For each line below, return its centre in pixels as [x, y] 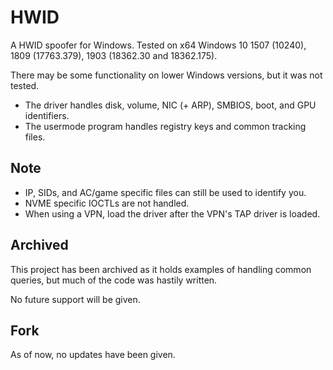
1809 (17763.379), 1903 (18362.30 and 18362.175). [114, 55]
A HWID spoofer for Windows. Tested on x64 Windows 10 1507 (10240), [158, 45]
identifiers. [47, 115]
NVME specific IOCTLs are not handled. [107, 203]
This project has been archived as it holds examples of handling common [161, 269]
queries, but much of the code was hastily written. [114, 280]
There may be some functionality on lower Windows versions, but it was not [166, 75]
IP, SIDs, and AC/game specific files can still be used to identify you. [165, 192]
